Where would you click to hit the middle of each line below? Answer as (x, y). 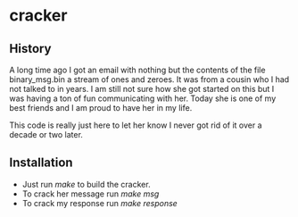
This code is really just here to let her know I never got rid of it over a (136, 125)
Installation (41, 163)
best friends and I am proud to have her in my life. (101, 108)
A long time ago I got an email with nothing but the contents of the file (137, 70)
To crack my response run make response (100, 203)
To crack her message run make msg (91, 194)
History (30, 49)
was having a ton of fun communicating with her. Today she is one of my (143, 98)
